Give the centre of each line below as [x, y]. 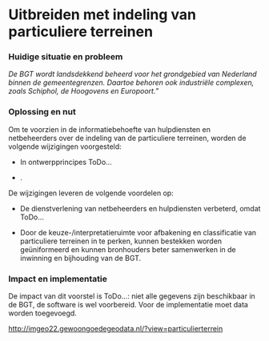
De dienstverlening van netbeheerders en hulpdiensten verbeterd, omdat [140, 208]
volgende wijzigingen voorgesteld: [65, 146]
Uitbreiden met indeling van [102, 15]
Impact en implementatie [58, 279]
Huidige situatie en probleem [66, 57]
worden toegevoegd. [43, 313]
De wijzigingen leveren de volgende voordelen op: [91, 193]
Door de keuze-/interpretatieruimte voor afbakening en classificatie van [138, 232]
